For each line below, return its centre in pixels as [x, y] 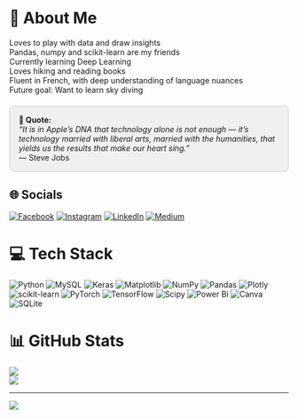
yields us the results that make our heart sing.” [104, 148]
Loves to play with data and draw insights [85, 43]
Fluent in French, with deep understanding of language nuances [126, 80]
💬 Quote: [35, 120]
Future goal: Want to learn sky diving [76, 90]
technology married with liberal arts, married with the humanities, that [147, 138]
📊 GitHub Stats [67, 340]
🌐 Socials [36, 195]
